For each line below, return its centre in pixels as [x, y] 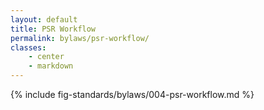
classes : [28, 47]
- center [46, 57]
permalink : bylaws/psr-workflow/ [80, 38]
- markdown [51, 66]
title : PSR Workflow [53, 29]
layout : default [44, 19]
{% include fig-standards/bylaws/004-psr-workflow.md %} [132, 94]
